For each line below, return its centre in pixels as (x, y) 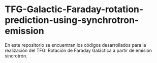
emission (24, 31)
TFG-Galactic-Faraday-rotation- (74, 9)
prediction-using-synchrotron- (72, 20)
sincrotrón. (16, 56)
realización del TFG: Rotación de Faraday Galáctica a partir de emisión (78, 50)
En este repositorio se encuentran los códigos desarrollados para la (75, 45)
